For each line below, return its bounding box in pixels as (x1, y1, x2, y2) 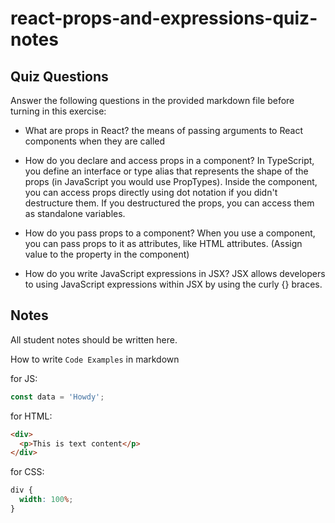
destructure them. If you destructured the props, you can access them (24, 197, 315, 209)
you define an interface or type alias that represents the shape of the (24, 165, 309, 177)
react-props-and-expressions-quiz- (10, 7, 318, 30)
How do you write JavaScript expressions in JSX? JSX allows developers (24, 268, 326, 279)
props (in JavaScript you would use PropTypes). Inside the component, (24, 176, 318, 187)
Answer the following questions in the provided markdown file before (10, 95, 295, 106)
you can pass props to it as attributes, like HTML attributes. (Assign (24, 238, 303, 249)
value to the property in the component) (24, 248, 190, 260)
